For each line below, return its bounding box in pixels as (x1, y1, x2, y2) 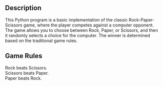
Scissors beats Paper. (5, 70, 49, 76)
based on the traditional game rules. (5, 38, 78, 43)
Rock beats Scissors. (5, 64, 47, 70)
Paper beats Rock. (5, 75, 42, 81)
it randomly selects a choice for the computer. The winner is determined (5, 32, 150, 38)
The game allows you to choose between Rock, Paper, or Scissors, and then (5, 27, 159, 33)
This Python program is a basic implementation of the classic (5, 17, 128, 22)
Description (5, 4, 41, 12)
